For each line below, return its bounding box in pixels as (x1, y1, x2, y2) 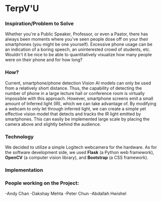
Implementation (5, 167, 44, 173)
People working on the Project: (5, 180, 79, 186)
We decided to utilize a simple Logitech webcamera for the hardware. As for (5, 144, 157, 150)
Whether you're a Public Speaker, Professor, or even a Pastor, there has (5, 31, 148, 37)
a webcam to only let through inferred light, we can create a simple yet (5, 106, 146, 111)
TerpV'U (5, 3, 39, 14)
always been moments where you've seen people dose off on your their (5, 36, 149, 42)
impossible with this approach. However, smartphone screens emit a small (5, 95, 154, 101)
